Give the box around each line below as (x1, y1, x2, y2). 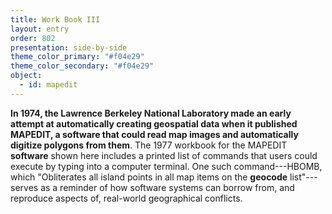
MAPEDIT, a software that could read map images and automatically (10, 128, 299, 140)
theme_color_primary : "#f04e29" (10, 52, 145, 62)
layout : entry (10, 24, 70, 34)
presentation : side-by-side (10, 42, 128, 53)
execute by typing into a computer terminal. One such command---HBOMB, (10, 160, 323, 172)
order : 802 (10, 33, 56, 43)
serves (10, 181, 39, 193)
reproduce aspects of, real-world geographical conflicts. (10, 192, 243, 204)
